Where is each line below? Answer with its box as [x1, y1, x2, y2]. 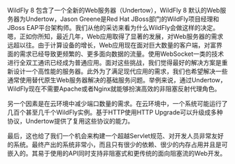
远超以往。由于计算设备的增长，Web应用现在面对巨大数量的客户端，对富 [7, 41, 217, 49]
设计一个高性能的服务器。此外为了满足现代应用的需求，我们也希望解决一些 [13, 67, 228, 75]
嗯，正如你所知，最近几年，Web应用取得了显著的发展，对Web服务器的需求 [7, 32, 224, 40]
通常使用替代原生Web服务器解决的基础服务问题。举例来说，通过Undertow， [7, 76, 227, 84]
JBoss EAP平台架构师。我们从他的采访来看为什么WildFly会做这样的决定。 [7, 24, 220, 31]
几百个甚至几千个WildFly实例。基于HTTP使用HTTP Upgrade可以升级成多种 [7, 108, 223, 117]
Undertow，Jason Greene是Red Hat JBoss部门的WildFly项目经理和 [25, 15, 220, 23]
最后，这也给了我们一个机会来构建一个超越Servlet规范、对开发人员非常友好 [7, 132, 224, 140]
